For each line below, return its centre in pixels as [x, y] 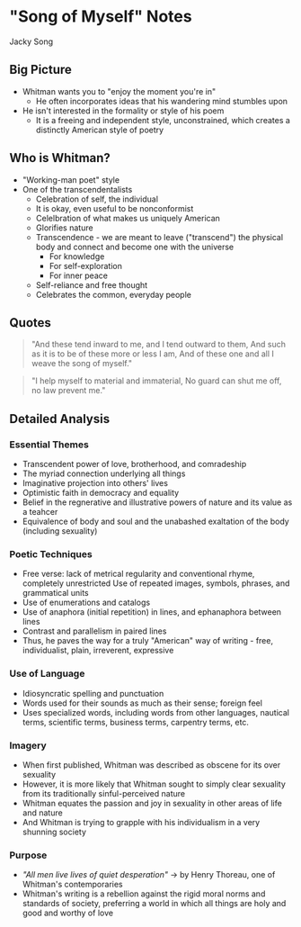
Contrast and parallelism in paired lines [94, 631]
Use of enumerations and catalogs [86, 603]
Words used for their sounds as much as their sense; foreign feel [142, 703]
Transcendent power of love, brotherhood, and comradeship [134, 464]
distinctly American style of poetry [100, 130]
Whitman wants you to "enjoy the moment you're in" [119, 91]
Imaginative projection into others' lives [95, 483]
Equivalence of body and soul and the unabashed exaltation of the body [155, 522]
